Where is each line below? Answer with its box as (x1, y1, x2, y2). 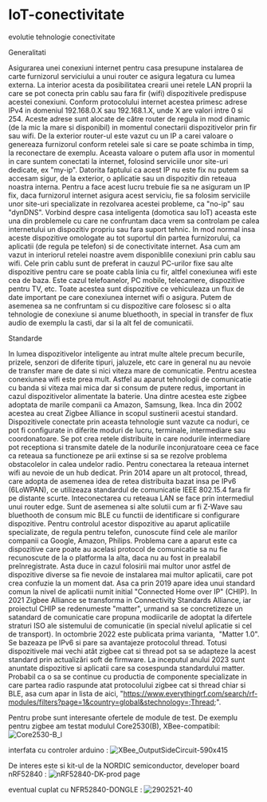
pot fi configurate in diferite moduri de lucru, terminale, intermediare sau (8, 425, 245, 435)
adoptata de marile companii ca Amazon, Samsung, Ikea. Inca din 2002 (8, 400, 243, 409)
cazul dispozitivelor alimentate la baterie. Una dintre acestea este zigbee (8, 391, 247, 401)
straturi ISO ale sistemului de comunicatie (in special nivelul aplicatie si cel (8, 620, 253, 630)
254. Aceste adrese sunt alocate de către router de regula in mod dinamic (8, 114, 251, 123)
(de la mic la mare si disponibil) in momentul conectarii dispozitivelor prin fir (8, 122, 257, 132)
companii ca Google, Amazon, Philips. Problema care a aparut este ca (8, 536, 238, 545)
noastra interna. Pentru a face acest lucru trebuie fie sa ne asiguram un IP (8, 182, 251, 191)
